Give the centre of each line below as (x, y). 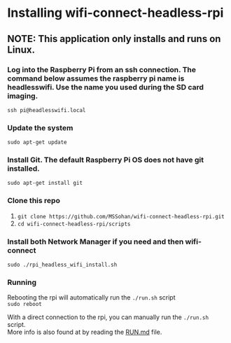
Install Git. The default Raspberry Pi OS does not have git (106, 160)
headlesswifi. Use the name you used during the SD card (106, 87)
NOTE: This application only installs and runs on (114, 39)
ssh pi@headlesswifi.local (47, 110)
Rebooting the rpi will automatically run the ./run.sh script (92, 297)
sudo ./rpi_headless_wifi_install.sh (62, 265)
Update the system (40, 127)
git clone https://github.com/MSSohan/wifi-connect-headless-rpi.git (121, 216)
